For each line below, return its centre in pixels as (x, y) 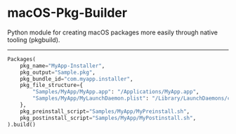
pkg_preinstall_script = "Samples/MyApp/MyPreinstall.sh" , (105, 111)
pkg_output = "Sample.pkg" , (58, 72)
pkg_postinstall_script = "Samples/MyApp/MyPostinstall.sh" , (108, 118)
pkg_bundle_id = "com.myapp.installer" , (77, 79)
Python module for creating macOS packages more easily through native (112, 32)
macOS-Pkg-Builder (67, 13)
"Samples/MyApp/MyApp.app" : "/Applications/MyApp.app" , (116, 92)
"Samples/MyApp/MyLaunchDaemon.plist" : (91, 99)
